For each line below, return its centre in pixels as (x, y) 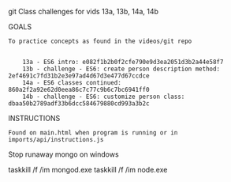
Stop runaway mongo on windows (64, 154)
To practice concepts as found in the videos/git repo (100, 41)
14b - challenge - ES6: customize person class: (104, 97)
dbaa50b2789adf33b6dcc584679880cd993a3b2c (79, 104)
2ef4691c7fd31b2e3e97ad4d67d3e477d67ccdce (79, 76)
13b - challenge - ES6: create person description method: (121, 69)
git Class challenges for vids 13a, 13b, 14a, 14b (84, 11)
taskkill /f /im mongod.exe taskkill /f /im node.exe (88, 170)
